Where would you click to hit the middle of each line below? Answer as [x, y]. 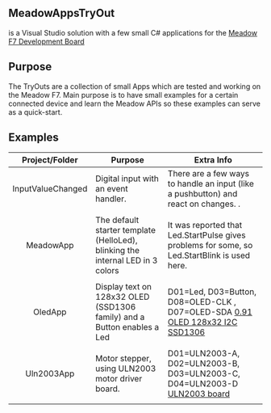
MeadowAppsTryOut [62, 13]
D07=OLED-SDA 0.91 [210, 312]
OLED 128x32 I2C [203, 322]
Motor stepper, [123, 359]
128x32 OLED [123, 297]
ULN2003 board [199, 394]
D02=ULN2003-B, [204, 364]
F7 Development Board [46, 41]
